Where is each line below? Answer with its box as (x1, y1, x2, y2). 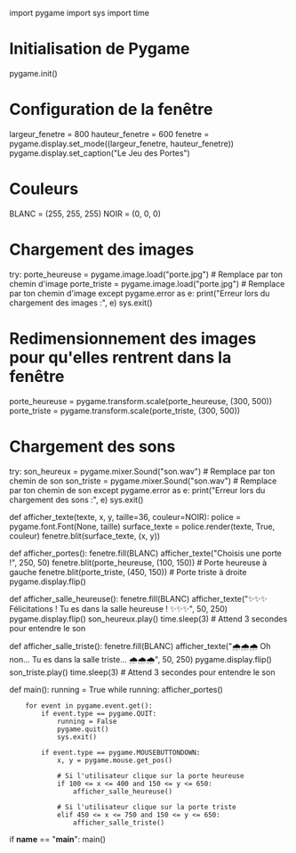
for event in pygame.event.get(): (25, 701, 153, 711)
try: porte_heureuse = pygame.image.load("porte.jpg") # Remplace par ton (9, 269, 283, 280)
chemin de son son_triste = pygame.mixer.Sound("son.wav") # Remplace (9, 475, 277, 486)
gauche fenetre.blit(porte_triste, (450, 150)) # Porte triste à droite (9, 566, 247, 577)
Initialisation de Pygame (9, 39, 190, 59)
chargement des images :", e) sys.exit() (9, 297, 153, 308)
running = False (56, 717, 117, 726)
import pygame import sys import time (9, 8, 149, 18)
